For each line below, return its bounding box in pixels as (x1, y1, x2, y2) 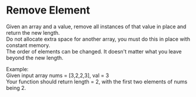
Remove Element (6, 4, 90, 17)
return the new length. (6, 29, 60, 36)
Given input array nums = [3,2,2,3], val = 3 (6, 72, 109, 79)
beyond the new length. (6, 54, 64, 61)
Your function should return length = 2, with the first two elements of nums (6, 78, 188, 85)
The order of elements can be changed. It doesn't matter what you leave (6, 48, 182, 55)
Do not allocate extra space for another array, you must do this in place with (6, 35, 190, 42)
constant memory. (6, 42, 51, 49)
